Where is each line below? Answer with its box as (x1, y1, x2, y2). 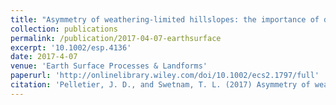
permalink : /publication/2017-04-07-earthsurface (10, 33, 222, 43)
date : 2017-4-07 (10, 52, 78, 62)
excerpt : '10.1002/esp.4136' (10, 42, 132, 53)
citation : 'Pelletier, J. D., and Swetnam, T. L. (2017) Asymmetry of (10, 80, 311, 90)
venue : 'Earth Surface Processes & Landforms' (10, 61, 208, 71)
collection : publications (10, 24, 118, 34)
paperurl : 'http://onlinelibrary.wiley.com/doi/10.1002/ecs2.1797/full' (10, 71, 320, 81)
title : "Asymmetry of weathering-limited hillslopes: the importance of (10, 14, 320, 25)
